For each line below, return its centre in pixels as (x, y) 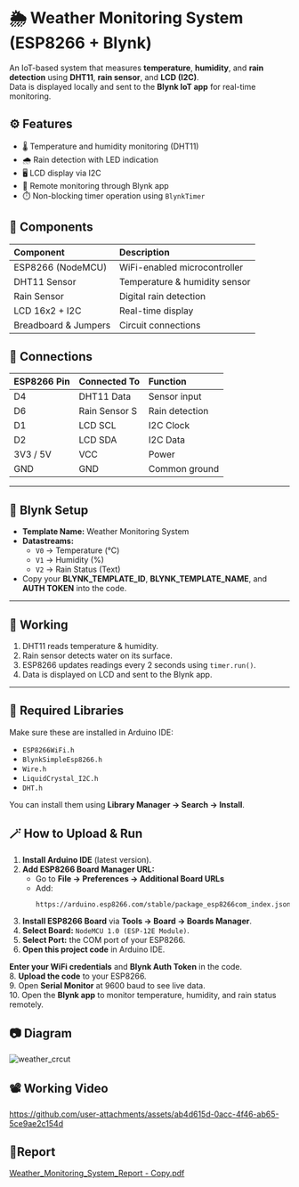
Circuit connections (160, 325)
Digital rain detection (162, 296)
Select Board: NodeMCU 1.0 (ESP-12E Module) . (105, 930)
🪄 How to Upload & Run (76, 834)
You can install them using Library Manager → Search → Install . (127, 804)
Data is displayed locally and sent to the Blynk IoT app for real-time (133, 86)
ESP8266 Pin (42, 382)
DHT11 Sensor (45, 281)
